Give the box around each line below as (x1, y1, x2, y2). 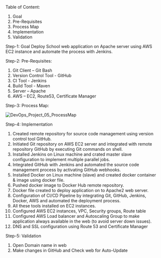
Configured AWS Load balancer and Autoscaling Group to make (12, 213, 140, 219)
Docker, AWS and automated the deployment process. (12, 198, 121, 203)
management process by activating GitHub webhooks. (12, 167, 121, 173)
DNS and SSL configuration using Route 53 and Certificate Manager (12, 224, 148, 229)
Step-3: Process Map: (5, 103, 49, 108)
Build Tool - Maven (12, 83, 50, 89)
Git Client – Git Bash (12, 67, 53, 73)
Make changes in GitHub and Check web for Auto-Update (12, 247, 128, 253)
